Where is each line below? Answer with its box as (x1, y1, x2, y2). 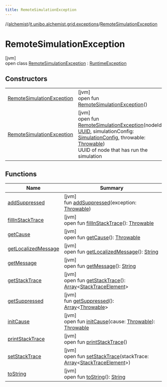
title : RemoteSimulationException (5, 7, 77, 12)
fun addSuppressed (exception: (64, 199, 137, 206)
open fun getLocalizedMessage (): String (64, 249, 159, 256)
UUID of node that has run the (78, 146, 148, 153)
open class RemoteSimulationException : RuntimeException (5, 60, 127, 66)
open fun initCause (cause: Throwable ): (64, 318, 156, 325)
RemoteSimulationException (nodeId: (78, 122, 163, 129)
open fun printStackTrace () (64, 339, 128, 346)
